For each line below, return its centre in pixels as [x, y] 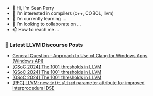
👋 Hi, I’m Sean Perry [33, 8]
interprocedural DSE [33, 88]
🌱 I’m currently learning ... [39, 19]
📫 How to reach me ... [36, 30]
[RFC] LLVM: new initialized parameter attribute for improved [79, 83]
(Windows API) [28, 61]
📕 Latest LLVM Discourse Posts [44, 45]
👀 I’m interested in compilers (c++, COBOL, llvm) [63, 13]
